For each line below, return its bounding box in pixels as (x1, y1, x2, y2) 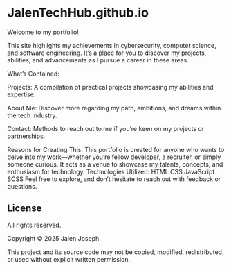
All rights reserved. (7, 221, 62, 229)
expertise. (7, 90, 36, 99)
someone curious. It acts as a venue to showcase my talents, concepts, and (7, 160, 223, 168)
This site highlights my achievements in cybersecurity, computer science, (7, 41, 216, 49)
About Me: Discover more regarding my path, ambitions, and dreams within (7, 103, 221, 112)
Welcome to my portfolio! (7, 28, 80, 36)
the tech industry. (7, 111, 57, 119)
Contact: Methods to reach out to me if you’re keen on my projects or (7, 124, 205, 133)
